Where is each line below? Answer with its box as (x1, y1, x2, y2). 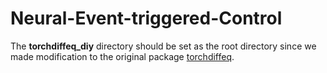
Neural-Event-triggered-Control (10, 7, 283, 30)
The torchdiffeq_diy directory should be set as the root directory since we (10, 40, 317, 52)
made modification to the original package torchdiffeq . (10, 50, 235, 62)
